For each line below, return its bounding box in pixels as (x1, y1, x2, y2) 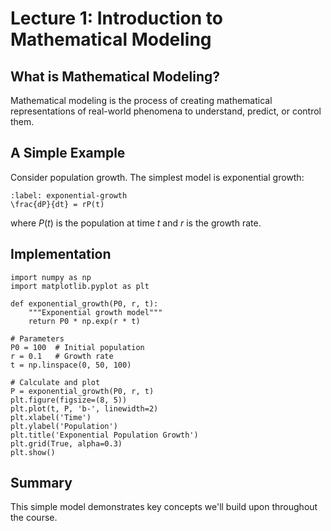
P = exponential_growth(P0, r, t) (10, 386, 155, 396)
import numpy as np (10, 272, 92, 282)
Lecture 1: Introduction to (10, 7, 223, 30)
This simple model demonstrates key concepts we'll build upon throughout (10, 501, 318, 513)
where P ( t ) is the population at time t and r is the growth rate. (10, 217, 262, 229)
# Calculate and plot (10, 377, 101, 387)
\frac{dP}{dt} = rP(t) (10, 199, 105, 209)
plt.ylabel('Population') (10, 421, 118, 431)
